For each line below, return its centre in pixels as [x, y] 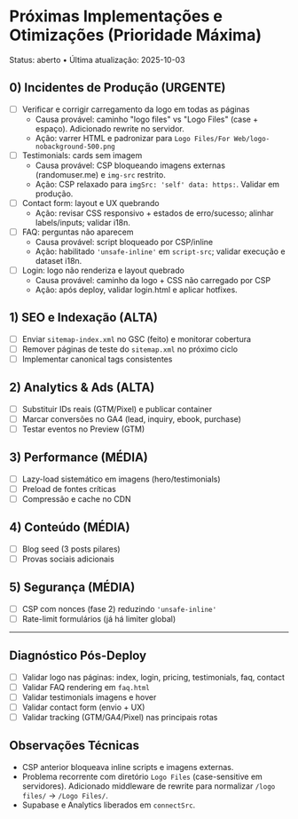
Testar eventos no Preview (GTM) [83, 429]
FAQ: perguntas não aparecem [78, 232]
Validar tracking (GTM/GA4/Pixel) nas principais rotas [120, 717]
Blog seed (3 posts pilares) [71, 549]
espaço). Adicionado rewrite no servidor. [110, 128]
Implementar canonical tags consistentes [97, 359]
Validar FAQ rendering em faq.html [86, 687]
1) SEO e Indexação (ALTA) [83, 318]
